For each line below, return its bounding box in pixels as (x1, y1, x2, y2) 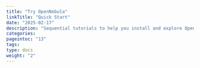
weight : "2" (6, 53, 36, 59)
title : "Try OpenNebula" (6, 8, 68, 15)
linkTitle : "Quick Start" (6, 14, 70, 20)
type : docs (6, 47, 33, 53)
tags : (6, 42, 20, 48)
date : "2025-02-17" (6, 20, 55, 25)
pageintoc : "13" (6, 36, 46, 42)
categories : (6, 31, 36, 37)
